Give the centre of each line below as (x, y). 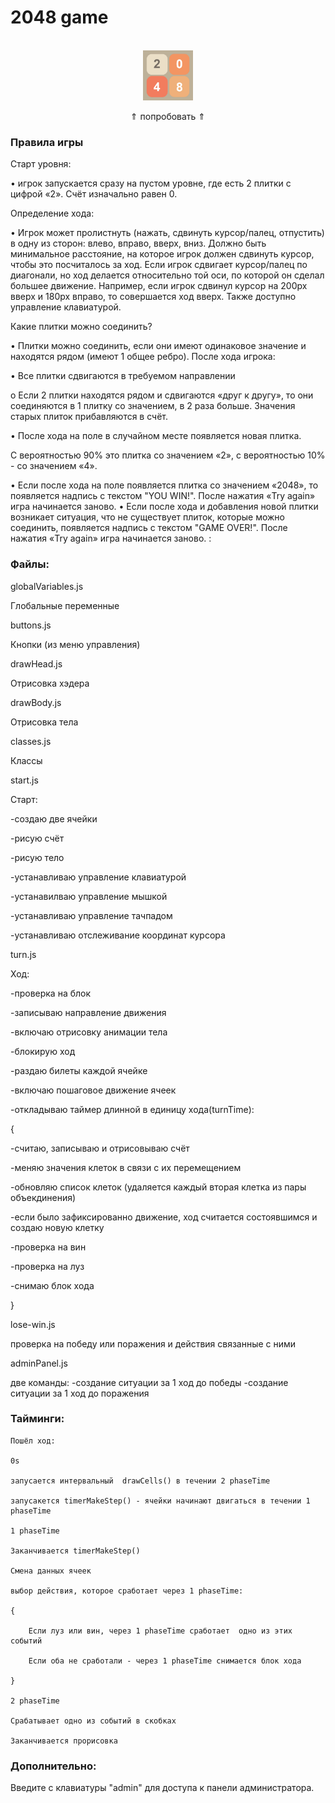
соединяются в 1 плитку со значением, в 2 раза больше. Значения (153, 406)
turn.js (23, 954)
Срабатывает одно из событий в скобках (93, 1721)
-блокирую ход (43, 1051)
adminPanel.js (39, 1363)
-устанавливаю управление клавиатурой (98, 877)
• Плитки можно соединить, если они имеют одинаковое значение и (158, 346)
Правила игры (47, 142)
